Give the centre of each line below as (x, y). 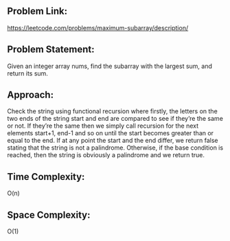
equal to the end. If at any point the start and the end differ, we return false (113, 141)
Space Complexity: (49, 215)
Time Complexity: (46, 177)
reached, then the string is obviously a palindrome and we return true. (106, 155)
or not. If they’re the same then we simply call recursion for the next (103, 126)
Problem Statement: (51, 50)
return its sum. (27, 73)
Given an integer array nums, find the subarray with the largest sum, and (110, 66)
